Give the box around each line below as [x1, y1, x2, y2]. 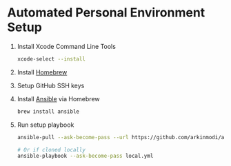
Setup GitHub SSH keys [17, 81, 85, 90]
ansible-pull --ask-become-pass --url [17, 134, 129, 141]
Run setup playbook [17, 121, 74, 129]
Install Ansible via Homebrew [17, 94, 100, 103]
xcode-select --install [17, 55, 86, 63]
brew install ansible [17, 108, 79, 115]
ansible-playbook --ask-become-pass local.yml [17, 153, 154, 160]
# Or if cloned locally [17, 146, 86, 153]
